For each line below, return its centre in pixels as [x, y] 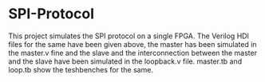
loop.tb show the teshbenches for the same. [81, 69]
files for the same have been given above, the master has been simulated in [132, 44]
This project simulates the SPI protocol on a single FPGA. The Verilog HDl [129, 36]
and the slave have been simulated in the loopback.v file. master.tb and [125, 61]
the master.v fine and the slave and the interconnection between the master [133, 53]
